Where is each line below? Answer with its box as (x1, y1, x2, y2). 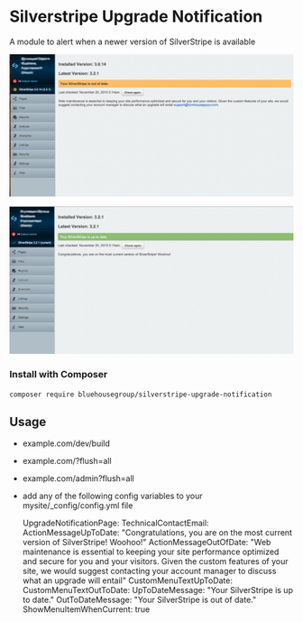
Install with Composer (9, 368, 108, 381)
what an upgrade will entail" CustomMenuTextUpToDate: (22, 575, 233, 586)
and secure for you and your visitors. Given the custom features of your (22, 556, 289, 567)
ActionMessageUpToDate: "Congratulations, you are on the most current (22, 527, 293, 538)
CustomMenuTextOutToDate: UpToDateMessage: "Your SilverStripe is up (22, 585, 293, 596)
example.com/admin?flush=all (22, 473, 135, 484)
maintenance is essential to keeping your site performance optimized (22, 546, 280, 557)
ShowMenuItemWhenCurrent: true (22, 604, 151, 615)
